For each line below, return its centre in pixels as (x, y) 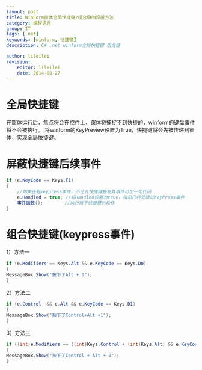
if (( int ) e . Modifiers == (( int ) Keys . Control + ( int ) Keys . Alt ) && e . (94, 344)
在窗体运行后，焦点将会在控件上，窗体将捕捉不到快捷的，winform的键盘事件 (101, 122)
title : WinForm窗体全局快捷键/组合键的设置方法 (60, 17)
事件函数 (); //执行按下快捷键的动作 (66, 203)
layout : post (23, 12)
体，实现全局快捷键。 (32, 137)
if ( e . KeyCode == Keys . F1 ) (40, 180)
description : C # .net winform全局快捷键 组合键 (63, 46)
